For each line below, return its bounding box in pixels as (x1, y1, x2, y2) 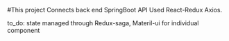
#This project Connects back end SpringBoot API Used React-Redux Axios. (7, 6, 223, 14)
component (7, 27, 40, 34)
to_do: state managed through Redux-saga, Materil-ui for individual (7, 19, 199, 27)
